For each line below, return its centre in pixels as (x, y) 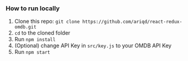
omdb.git (25, 27)
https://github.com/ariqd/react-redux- (132, 22)
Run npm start (32, 52)
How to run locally (33, 8)
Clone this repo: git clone (47, 22)
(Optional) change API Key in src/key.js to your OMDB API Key (93, 45)
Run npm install (35, 39)
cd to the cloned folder (42, 33)
